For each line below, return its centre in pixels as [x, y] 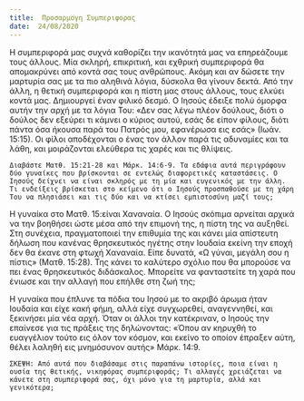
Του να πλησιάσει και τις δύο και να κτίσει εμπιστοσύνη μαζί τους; [142, 197]
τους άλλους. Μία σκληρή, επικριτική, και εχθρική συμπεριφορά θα [137, 62]
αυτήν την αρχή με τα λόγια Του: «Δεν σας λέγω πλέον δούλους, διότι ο [147, 110]
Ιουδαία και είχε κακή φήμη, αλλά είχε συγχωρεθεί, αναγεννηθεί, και [142, 308]
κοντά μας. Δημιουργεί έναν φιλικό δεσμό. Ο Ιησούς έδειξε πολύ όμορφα [148, 100]
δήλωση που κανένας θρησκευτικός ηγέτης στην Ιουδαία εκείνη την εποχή [151, 242]
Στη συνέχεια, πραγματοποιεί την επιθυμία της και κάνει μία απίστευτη [144, 233]
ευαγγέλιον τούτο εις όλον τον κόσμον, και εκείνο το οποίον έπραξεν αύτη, [152, 337]
